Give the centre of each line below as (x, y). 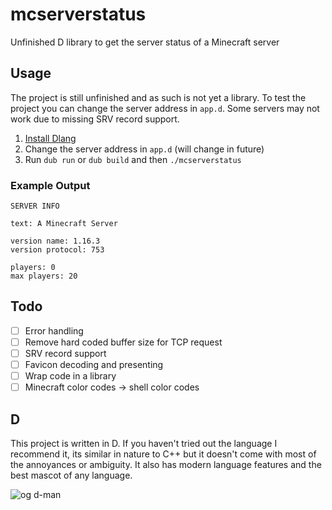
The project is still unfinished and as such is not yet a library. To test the (158, 97)
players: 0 (33, 268)
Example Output (50, 185)
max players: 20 (44, 276)
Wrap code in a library (70, 376)
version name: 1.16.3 (55, 241)
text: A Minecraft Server (64, 224)
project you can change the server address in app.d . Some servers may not (165, 108)
